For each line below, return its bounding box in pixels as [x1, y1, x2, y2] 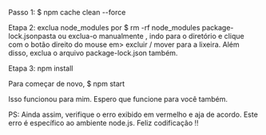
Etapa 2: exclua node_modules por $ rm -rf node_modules [8, 23, 200, 32]
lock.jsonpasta [8, 32, 57, 40]
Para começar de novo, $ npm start [8, 79, 125, 88]
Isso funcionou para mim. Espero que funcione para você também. [8, 94, 228, 103]
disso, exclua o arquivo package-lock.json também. [8, 48, 178, 57]
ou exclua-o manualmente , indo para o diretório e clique [58, 32, 245, 40]
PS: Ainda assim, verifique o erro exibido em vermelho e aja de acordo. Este [8, 110, 258, 119]
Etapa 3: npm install [8, 64, 73, 73]
